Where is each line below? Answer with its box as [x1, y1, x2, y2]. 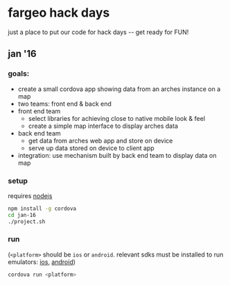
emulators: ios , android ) [8, 257, 76, 266]
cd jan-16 [8, 211, 37, 218]
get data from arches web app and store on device [28, 136, 173, 145]
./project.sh [8, 218, 46, 225]
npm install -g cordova [8, 205, 77, 212]
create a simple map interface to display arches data [28, 122, 179, 130]
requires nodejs [8, 191, 53, 199]
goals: [8, 69, 30, 79]
